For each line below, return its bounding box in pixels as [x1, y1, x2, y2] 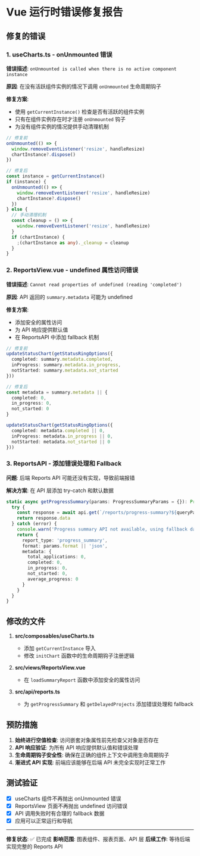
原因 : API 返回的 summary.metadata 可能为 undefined [6, 293, 133, 301]
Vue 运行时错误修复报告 [6, 5, 123, 19]
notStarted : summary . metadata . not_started [11, 367, 118, 374]
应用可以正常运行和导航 [14, 817, 73, 824]
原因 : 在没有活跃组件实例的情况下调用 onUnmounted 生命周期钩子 [6, 83, 162, 90]
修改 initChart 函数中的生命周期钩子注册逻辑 [23, 652, 135, 660]
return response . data [17, 516, 70, 521]
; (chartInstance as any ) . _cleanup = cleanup [17, 239, 129, 246]
